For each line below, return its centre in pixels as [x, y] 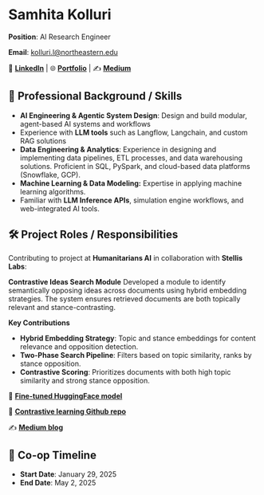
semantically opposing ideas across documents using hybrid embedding [128, 290]
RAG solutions [43, 140]
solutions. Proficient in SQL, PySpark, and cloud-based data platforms [135, 166]
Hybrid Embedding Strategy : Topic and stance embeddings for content [138, 338]
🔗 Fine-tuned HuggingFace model [65, 395]
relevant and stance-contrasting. [62, 307]
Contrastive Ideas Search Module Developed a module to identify [117, 281]
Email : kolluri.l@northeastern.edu [63, 52]
